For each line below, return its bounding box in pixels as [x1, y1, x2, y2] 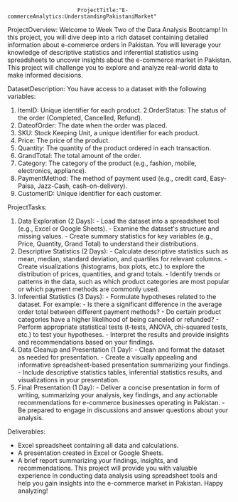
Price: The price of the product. [17, 136, 110, 145]
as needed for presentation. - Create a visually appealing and [17, 353, 198, 361]
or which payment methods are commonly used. [17, 285, 160, 293]
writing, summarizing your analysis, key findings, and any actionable [17, 391, 218, 399]
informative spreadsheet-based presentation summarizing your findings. [17, 360, 231, 369]
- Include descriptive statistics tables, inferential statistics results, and [17, 368, 222, 377]
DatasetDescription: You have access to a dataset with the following [7, 85, 207, 93]
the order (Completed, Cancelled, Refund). [17, 114, 143, 122]
